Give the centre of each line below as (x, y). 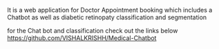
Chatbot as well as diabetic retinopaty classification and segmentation (107, 17)
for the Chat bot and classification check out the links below (93, 31)
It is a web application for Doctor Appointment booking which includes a (110, 10)
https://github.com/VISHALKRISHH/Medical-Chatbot (82, 38)
